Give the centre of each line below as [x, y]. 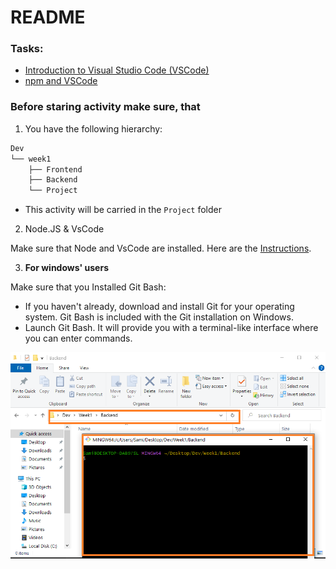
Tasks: [27, 49]
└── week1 [31, 159]
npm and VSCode [61, 81]
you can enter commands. [78, 338]
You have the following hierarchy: [93, 128]
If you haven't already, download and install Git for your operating [159, 307]
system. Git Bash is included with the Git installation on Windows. [159, 317]
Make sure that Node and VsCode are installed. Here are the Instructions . [161, 248]
